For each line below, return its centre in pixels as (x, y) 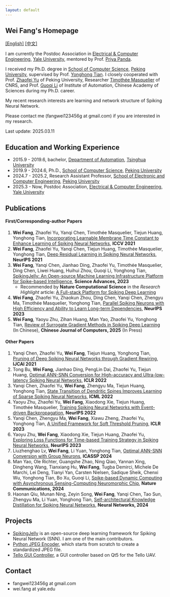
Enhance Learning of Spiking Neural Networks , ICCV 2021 (74, 243)
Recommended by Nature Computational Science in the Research (90, 287)
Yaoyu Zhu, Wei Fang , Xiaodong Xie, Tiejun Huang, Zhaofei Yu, (79, 435)
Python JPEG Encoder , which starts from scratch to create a (76, 544)
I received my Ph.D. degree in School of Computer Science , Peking (75, 69)
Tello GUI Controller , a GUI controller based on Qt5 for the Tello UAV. (84, 555)
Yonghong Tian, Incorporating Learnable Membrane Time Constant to (86, 238)
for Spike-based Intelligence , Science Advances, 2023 (71, 281)
